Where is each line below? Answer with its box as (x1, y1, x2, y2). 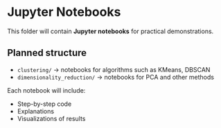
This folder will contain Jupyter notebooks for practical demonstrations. (7, 27, 214, 35)
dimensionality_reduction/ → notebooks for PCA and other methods (17, 73, 215, 81)
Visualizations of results (17, 114, 86, 122)
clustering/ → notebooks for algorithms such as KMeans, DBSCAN (17, 65, 211, 73)
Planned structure (7, 47, 87, 59)
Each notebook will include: (7, 86, 86, 94)
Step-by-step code (17, 100, 72, 108)
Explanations (17, 107, 54, 115)
